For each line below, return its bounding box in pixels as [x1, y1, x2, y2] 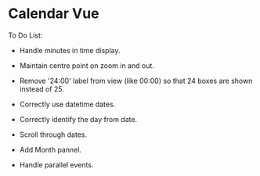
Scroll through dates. [19, 130, 88, 139]
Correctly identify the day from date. [19, 114, 138, 124]
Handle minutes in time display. [19, 45, 121, 55]
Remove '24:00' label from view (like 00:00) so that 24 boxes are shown [19, 76, 253, 85]
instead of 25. [19, 84, 64, 94]
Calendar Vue [8, 5, 99, 23]
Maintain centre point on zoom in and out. [19, 60, 155, 70]
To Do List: [8, 31, 43, 40]
